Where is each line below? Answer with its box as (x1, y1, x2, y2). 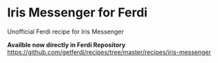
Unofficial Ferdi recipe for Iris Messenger (7, 27, 125, 36)
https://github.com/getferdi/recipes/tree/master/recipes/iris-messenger (7, 48, 212, 56)
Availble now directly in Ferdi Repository (7, 40, 126, 49)
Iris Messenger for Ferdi (7, 5, 147, 21)
